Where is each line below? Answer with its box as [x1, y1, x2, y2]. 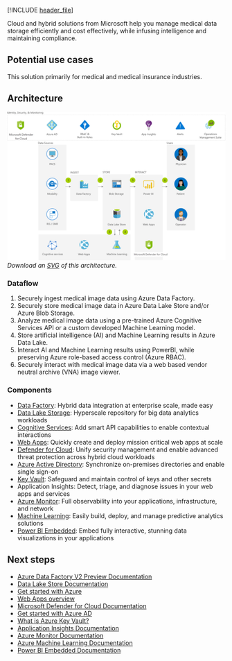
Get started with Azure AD [17, 609, 92, 617]
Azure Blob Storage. [17, 309, 75, 318]
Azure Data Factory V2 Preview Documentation [17, 572, 152, 581]
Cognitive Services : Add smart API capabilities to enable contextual [17, 423, 210, 431]
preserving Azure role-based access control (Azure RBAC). [17, 353, 186, 361]
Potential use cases [7, 54, 93, 66]
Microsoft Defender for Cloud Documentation [17, 601, 147, 610]
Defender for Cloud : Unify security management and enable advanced [17, 445, 219, 454]
